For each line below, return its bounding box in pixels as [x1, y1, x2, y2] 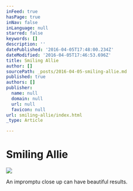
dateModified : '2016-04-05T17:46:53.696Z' [6, 52, 111, 58]
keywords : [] [6, 36, 38, 42]
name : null [11, 90, 38, 96]
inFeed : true [6, 8, 38, 15]
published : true [6, 74, 46, 80]
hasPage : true [6, 14, 41, 20]
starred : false [6, 30, 43, 36]
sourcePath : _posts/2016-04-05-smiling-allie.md [6, 69, 127, 74]
